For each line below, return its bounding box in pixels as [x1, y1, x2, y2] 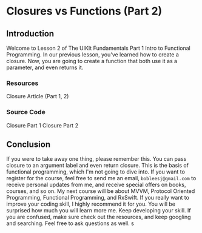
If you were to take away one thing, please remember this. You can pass [6, 155, 187, 163]
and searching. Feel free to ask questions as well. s [6, 220, 135, 227]
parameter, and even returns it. [6, 64, 84, 71]
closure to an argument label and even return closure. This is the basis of [6, 162, 189, 169]
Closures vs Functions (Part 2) [6, 4, 163, 18]
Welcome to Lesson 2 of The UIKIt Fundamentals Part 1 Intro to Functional [6, 44, 191, 52]
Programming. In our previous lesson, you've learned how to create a [6, 51, 179, 58]
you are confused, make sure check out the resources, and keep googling [6, 214, 191, 221]
